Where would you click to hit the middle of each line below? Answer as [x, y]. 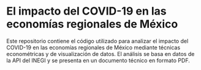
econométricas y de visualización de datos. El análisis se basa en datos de [100, 54]
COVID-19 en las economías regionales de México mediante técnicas [93, 47]
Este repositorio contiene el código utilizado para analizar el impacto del [97, 41]
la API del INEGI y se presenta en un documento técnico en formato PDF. [98, 60]
